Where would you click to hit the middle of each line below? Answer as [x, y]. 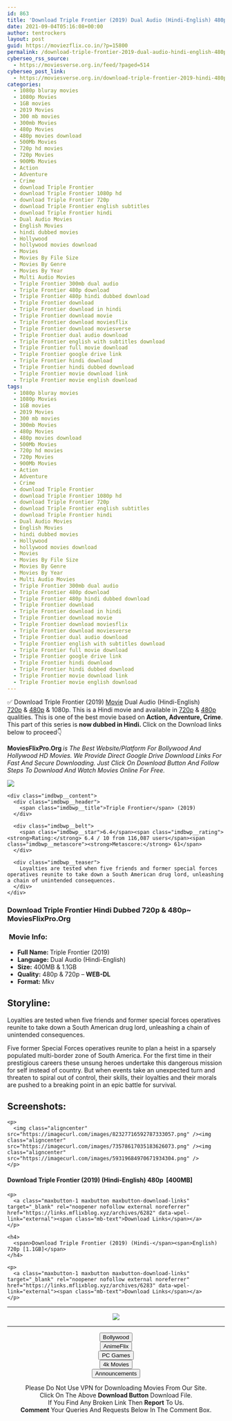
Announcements [116, 1373]
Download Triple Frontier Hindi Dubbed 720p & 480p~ [99, 910]
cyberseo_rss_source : [38, 59]
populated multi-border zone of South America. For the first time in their [109, 1055]
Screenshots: [37, 1107]
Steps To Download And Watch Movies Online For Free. [86, 770]
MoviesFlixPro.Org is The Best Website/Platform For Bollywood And [104, 748]
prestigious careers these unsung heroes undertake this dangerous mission [115, 1063]
